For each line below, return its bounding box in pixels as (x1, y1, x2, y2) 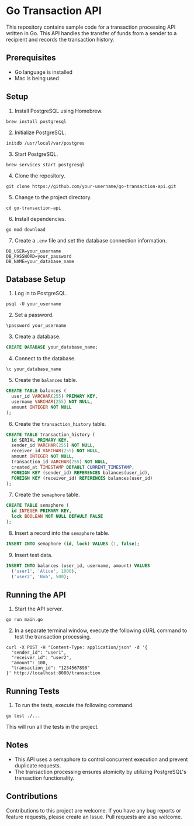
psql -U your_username (6, 301, 61, 307)
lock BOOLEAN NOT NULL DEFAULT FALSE (11, 514, 103, 520)
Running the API (6, 590, 66, 600)
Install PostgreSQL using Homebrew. (14, 107, 103, 114)
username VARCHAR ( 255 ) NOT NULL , (11, 399, 93, 405)
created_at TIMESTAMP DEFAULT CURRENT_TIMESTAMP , (11, 464, 134, 470)
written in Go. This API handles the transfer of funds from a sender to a (6, 29, 177, 36)
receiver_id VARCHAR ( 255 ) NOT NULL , (11, 448, 101, 454)
